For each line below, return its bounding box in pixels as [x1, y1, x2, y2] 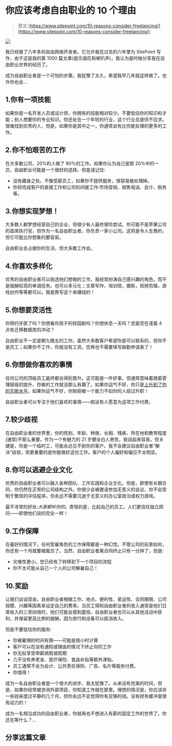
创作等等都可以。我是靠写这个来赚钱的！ [9, 289, 95, 295]
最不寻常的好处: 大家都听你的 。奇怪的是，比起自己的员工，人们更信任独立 [5, 504, 160, 510]
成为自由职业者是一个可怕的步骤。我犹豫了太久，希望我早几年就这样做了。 [5, 72, 162, 79]
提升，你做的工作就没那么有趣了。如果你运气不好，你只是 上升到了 [23, 381, 162, 388]
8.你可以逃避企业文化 [5, 466, 73, 474]
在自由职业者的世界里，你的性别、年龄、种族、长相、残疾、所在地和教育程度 [5, 430, 167, 436]
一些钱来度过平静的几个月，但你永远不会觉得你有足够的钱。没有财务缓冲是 [5, 693, 162, 699]
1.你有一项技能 [5, 95, 51, 104]
